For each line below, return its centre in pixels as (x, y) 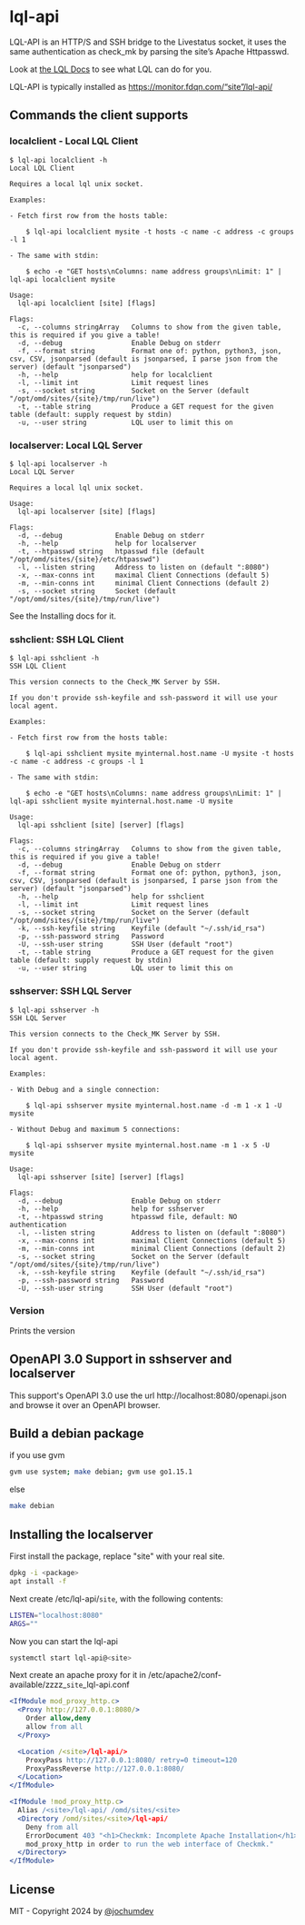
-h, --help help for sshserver (111, 1209)
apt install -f (38, 1581)
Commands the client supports (99, 115)
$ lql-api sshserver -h (54, 1010)
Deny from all (52, 1827)
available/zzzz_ (38, 1685)
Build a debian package (77, 1434)
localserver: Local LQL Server (76, 445)
